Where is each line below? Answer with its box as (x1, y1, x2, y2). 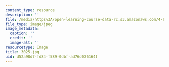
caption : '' (10, 31, 35, 36)
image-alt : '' (10, 40, 39, 45)
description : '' (5, 12, 39, 17)
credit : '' (10, 36, 33, 41)
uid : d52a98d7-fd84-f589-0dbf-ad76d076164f (5, 54, 98, 59)
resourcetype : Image (5, 45, 49, 50)
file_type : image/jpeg (5, 21, 53, 27)
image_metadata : (5, 26, 39, 31)
